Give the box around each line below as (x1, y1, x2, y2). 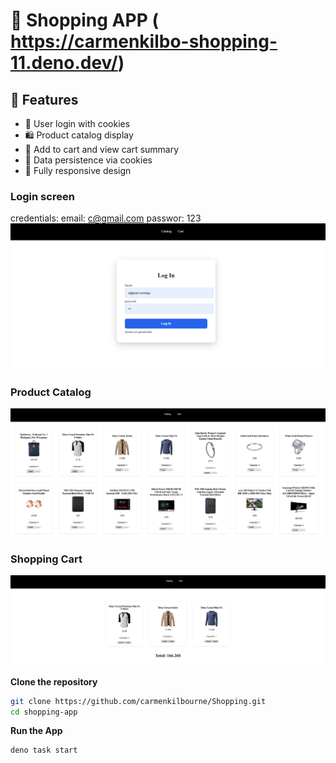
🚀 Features (10, 91, 79, 108)
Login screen (10, 189, 75, 203)
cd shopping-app (10, 707, 78, 717)
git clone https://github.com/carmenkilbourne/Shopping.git (10, 696, 267, 706)
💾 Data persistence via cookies (24, 154, 153, 166)
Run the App (10, 725, 63, 737)
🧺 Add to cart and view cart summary (24, 144, 180, 155)
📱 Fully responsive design (24, 165, 132, 176)
